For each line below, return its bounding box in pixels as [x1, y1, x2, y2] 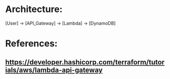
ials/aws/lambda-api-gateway [5, 65, 103, 74]
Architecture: [5, 4, 63, 15]
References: [5, 38, 58, 49]
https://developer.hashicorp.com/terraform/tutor [5, 58, 165, 66]
